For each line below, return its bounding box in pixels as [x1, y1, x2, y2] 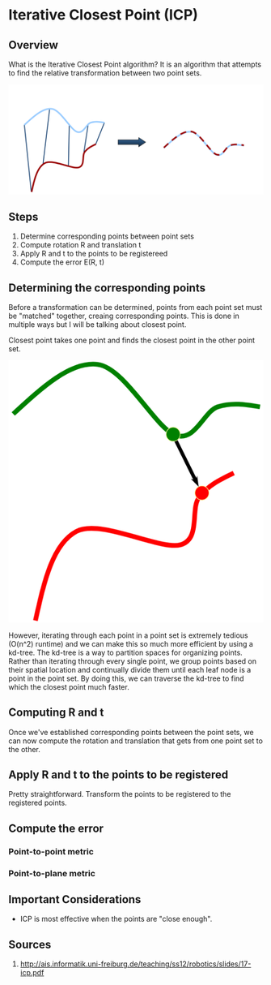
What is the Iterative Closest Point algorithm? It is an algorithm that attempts [8, 59, 261, 69]
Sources [8, 937, 52, 951]
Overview [8, 38, 59, 52]
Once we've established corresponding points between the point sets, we [8, 727, 254, 737]
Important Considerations [8, 893, 142, 906]
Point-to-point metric [8, 845, 95, 857]
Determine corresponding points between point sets [19, 231, 194, 241]
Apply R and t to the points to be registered [8, 768, 229, 781]
